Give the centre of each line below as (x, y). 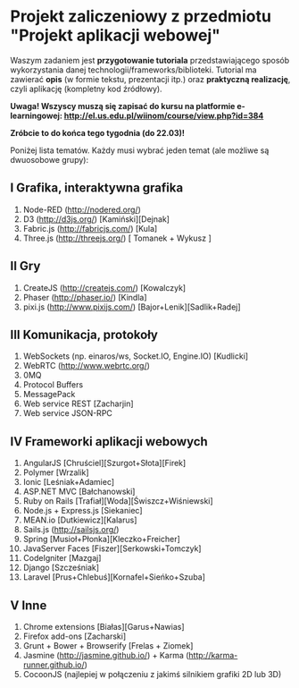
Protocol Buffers (53, 385)
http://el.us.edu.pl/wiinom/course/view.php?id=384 (164, 115)
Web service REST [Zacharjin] (78, 403)
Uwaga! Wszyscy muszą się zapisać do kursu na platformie (123, 106)
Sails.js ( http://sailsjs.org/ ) (71, 530)
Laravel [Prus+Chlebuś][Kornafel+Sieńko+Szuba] (114, 577)
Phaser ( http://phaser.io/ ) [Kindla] (85, 297)
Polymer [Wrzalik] (56, 472)
